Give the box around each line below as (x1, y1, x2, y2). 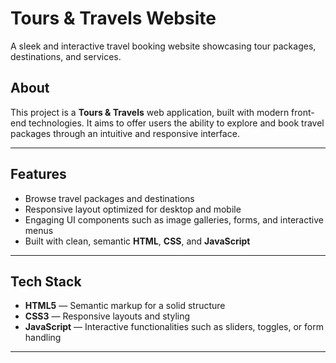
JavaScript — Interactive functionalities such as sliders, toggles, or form (24, 321, 324, 333)
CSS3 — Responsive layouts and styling (24, 310, 191, 322)
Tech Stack (10, 273, 82, 290)
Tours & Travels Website (10, 7, 217, 30)
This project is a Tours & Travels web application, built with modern (10, 106, 290, 118)
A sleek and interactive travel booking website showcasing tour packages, (10, 40, 317, 52)
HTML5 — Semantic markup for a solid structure (24, 300, 226, 312)
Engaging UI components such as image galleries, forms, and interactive (24, 213, 324, 226)
